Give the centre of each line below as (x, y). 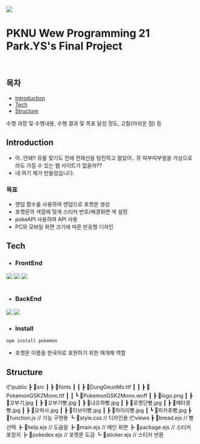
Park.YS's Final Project (65, 46)
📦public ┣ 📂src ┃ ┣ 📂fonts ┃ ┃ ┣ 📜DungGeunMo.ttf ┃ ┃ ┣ (76, 387)
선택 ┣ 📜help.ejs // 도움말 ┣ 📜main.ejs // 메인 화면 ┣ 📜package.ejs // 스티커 (98, 427)
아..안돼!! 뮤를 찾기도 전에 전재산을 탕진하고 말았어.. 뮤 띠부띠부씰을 (93, 158)
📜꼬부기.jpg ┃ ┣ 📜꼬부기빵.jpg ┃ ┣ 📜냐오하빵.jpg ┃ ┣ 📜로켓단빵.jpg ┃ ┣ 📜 (91, 402)
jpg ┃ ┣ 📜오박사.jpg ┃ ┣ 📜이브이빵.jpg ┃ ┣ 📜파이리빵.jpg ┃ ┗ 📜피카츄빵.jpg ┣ (102, 410)
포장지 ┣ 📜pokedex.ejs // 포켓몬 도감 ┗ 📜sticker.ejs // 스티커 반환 (85, 434)
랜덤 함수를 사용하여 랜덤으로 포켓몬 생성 (62, 204)
